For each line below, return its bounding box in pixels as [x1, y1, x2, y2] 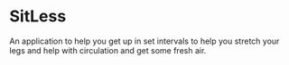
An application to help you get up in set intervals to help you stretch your [9, 36, 280, 46]
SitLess [9, 6, 67, 27]
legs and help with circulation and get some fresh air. [9, 45, 207, 55]
